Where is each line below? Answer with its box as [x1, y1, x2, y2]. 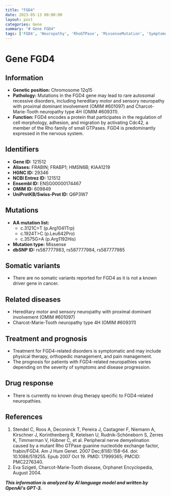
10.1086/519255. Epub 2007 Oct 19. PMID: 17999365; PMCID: [12, 453, 141, 459]
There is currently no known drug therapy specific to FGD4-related [12, 392, 154, 399]
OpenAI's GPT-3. [5, 485, 42, 491]
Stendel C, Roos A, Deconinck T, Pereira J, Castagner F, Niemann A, [12, 426, 156, 432]
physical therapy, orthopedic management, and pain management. [12, 353, 153, 360]
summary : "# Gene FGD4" [5, 27, 56, 32]
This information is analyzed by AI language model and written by [5, 479, 149, 485]
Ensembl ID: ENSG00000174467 [12, 180, 81, 186]
